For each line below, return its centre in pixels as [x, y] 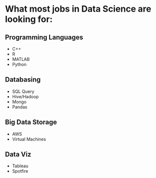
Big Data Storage [31, 122]
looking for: [29, 19]
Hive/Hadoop [25, 96]
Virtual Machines [29, 139]
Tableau [20, 166]
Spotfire [20, 171]
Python [19, 64]
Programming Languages [44, 37]
